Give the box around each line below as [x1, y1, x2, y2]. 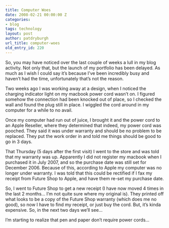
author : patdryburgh [5, 36, 49, 41]
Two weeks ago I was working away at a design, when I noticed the [5, 85, 146, 92]
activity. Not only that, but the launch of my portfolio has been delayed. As [5, 65, 161, 71]
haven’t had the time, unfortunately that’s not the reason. [5, 75, 124, 81]
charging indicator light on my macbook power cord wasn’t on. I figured [5, 91, 155, 97]
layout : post [5, 31, 33, 36]
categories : [5, 17, 30, 22]
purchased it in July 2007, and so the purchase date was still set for [5, 159, 147, 165]
